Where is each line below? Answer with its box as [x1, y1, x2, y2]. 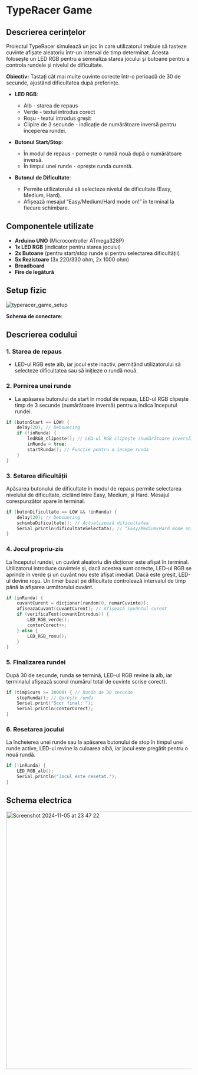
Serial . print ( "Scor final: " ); [16, 700, 94, 706]
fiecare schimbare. [23, 204, 70, 211]
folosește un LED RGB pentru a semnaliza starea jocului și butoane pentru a [6, 55, 190, 62]
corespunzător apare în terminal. [6, 497, 85, 505]
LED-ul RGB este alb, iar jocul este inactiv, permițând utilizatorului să [14, 361, 181, 368]
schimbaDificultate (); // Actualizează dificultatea [16, 520, 149, 526]
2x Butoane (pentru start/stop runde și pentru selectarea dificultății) [14, 249, 180, 257]
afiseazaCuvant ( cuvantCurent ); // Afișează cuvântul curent [16, 606, 167, 612]
